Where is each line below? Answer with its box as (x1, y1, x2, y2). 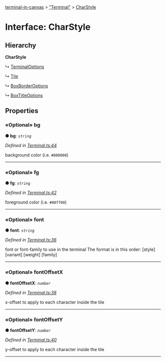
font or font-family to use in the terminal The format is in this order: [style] (5, 246, 156, 252)
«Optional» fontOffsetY (5, 316, 63, 323)
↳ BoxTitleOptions (5, 92, 43, 98)
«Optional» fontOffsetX (5, 269, 63, 276)
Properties (5, 107, 39, 115)
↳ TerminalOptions (5, 64, 44, 70)
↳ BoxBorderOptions (5, 83, 48, 88)
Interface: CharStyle (5, 22, 91, 33)
